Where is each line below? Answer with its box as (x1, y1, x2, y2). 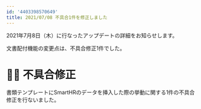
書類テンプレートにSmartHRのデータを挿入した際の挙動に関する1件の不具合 (6, 89, 195, 96)
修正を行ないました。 (6, 96, 59, 104)
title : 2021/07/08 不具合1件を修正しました (6, 14, 108, 20)
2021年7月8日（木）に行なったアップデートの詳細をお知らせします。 (6, 31, 178, 39)
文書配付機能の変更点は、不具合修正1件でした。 (6, 45, 125, 52)
